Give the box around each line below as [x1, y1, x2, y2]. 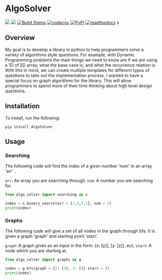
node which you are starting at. [5, 248, 67, 254]
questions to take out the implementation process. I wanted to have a [5, 72, 143, 78]
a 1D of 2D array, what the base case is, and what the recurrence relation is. [5, 62, 157, 68]
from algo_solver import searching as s [5, 192, 88, 197]
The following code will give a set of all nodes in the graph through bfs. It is [5, 228, 155, 234]
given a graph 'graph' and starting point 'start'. [5, 233, 98, 239]
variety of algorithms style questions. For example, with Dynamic [5, 52, 135, 57]
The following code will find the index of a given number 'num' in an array [5, 163, 152, 169]
